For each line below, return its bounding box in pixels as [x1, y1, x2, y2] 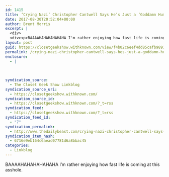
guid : [5, 45, 17, 50]
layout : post [5, 40, 33, 45]
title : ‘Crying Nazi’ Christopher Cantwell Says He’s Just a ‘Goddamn [5, 12, 156, 17]
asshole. [5, 166, 23, 172]
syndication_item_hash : [5, 134, 55, 139]
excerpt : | [5, 26, 28, 31]
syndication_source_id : [5, 96, 55, 101]
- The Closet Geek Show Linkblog [10, 82, 80, 87]
